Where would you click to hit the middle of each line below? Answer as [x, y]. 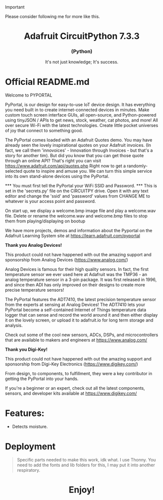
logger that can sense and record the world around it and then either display [81, 315]
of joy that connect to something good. [44, 131]
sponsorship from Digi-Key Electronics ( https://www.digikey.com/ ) [72, 364]
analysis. [14, 325]
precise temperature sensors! [35, 290]
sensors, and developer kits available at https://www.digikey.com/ [71, 393]
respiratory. [28, 470]
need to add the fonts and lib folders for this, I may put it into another [86, 465]
